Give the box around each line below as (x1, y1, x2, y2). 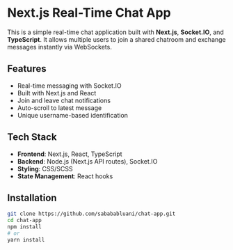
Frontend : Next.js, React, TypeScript (17, 150, 123, 158)
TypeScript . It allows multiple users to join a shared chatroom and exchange (7, 35, 226, 43)
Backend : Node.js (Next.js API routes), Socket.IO (17, 157, 158, 165)
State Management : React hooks (17, 172, 113, 180)
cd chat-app (7, 217, 42, 224)
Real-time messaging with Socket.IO (17, 81, 122, 90)
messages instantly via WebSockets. (7, 42, 113, 51)
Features (7, 63, 47, 75)
